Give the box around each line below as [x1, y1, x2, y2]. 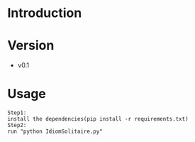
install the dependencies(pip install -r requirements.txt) [7, 116, 189, 123]
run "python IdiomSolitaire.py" [7, 128, 103, 136]
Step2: [7, 122, 27, 129]
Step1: [7, 109, 27, 116]
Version [7, 38, 55, 54]
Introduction [7, 5, 82, 21]
